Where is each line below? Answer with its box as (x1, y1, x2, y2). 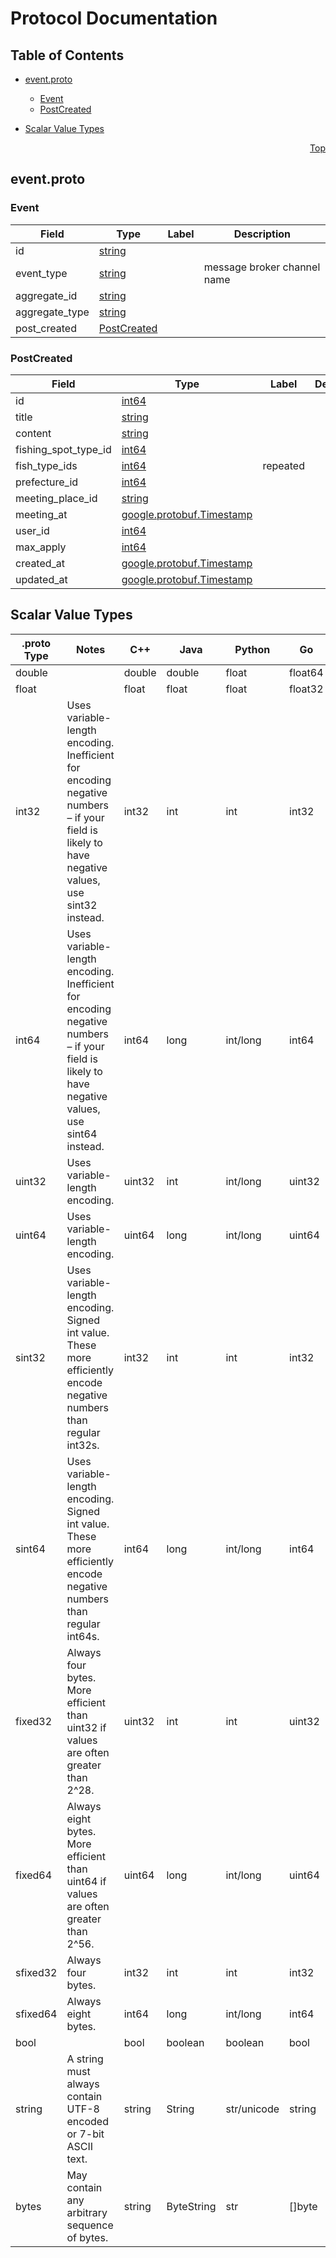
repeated (262, 458, 305, 472)
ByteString (166, 2199, 217, 2213)
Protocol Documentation (10, 7, 218, 30)
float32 (289, 682, 324, 696)
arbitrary (66, 2205, 108, 2219)
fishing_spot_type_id (15, 442, 112, 456)
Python (234, 642, 271, 656)
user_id (15, 523, 50, 537)
